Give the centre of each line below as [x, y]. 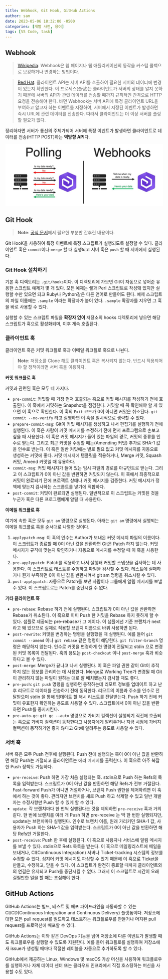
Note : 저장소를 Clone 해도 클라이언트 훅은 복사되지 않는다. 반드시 [81, 361]
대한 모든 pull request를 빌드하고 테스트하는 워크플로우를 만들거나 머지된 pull [81, 919]
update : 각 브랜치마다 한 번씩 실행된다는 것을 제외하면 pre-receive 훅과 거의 [87, 809]
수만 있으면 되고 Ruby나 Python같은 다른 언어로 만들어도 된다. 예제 [80, 294]
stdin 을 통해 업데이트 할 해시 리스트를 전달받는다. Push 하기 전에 [93, 697]
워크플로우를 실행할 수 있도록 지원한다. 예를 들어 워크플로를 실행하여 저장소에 [85, 942]
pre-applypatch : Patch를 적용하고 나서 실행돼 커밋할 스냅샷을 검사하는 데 [84, 562]
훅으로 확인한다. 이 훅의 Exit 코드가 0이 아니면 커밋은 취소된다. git [93, 411]
